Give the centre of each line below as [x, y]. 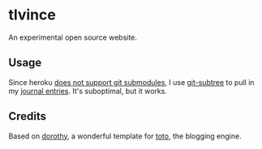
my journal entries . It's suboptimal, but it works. [88, 91]
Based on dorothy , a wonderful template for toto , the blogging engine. [125, 136]
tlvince [32, 15]
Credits [28, 116]
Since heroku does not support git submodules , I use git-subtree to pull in [131, 82]
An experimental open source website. [73, 37]
